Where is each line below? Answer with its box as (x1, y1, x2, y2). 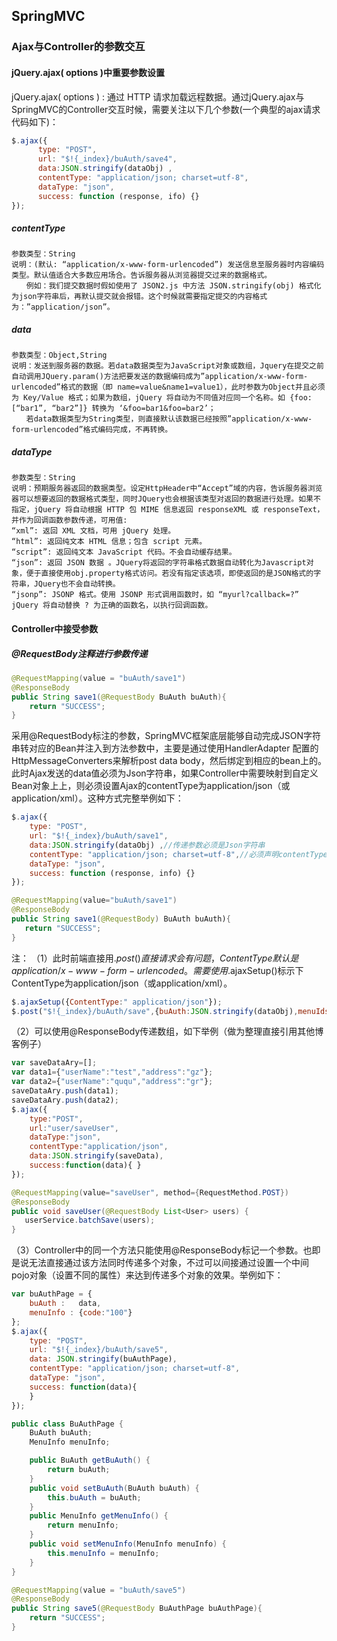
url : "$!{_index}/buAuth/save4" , (37, 154, 178, 164)
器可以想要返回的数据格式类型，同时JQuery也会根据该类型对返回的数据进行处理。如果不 (11, 494, 321, 504)
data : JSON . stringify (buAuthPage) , (29, 1354, 178, 1364)
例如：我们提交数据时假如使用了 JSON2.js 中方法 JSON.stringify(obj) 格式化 (25, 281, 322, 291)
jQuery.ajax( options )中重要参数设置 (11, 66, 166, 78)
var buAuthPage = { (11, 1289, 93, 1299)
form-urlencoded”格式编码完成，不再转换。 (11, 425, 173, 435)
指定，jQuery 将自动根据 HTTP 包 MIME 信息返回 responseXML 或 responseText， (11, 505, 325, 515)
